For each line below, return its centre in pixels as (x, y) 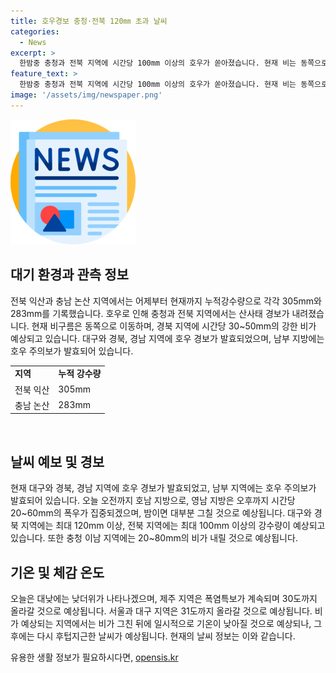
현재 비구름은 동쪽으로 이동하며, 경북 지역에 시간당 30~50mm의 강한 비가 (174, 326)
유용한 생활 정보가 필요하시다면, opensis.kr (94, 657)
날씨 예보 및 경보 (57, 461)
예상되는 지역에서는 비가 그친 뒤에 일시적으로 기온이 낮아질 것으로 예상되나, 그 (171, 623)
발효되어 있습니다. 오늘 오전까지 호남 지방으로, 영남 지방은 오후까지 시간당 (153, 501)
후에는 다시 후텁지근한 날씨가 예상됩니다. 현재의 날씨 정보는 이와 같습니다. (153, 636)
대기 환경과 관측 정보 (69, 275)
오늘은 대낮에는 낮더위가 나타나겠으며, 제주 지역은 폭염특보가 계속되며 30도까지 (164, 598)
